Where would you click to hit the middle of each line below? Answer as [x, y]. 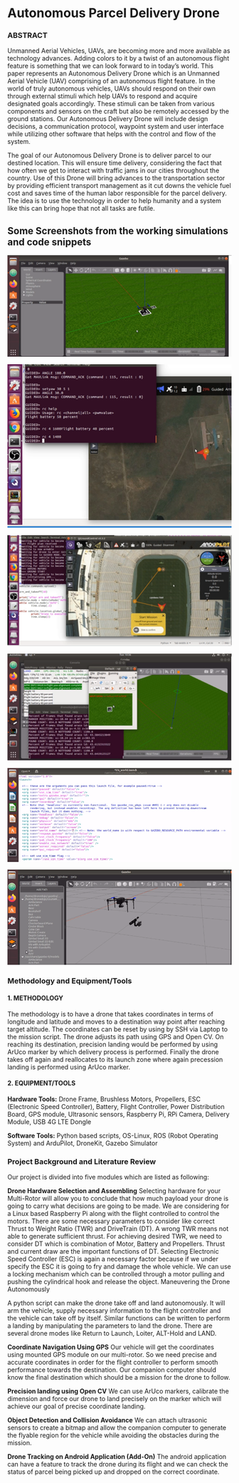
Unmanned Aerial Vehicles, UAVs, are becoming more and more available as [119, 51]
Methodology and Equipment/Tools [70, 981]
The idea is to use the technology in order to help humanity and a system [115, 201]
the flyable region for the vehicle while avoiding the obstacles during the [113, 1435]
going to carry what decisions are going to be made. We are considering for [118, 1206]
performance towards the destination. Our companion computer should [112, 1370]
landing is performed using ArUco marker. [69, 1067]
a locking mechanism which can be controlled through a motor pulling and [116, 1274]
